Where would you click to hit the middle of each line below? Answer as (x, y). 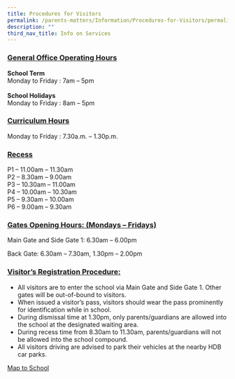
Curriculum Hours (38, 121)
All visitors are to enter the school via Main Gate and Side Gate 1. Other (119, 287)
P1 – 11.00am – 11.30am (40, 170)
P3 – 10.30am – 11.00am (41, 185)
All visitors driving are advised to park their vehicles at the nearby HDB (119, 347)
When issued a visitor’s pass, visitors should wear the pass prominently (120, 302)
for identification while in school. (64, 310)
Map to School (28, 368)
